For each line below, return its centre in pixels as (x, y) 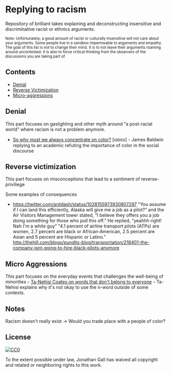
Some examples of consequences (41, 194)
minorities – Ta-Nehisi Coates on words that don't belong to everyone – (80, 282)
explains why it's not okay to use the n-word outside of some (84, 287)
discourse (23, 151)
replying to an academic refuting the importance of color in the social (86, 145)
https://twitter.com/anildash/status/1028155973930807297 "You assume (89, 204)
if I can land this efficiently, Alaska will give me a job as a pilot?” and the (88, 210)
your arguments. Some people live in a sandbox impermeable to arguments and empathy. (84, 43)
